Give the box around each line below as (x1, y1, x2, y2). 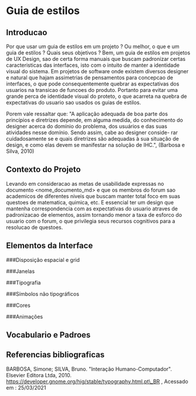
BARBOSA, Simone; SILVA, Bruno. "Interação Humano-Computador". (6, 365, 172, 373)
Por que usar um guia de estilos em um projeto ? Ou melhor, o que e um (6, 43, 180, 50)
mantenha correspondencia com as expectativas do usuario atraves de (6, 205, 178, 212)
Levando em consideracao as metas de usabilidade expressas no (6, 180, 164, 187)
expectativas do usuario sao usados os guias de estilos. (6, 99, 141, 106)
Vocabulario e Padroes (6, 330, 91, 340)
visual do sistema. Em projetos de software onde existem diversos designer (6, 68, 189, 74)
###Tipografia (6, 279, 41, 286)
